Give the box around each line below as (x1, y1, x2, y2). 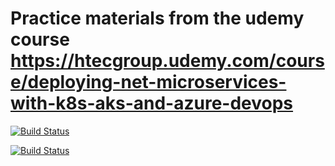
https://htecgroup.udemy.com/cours (10, 50, 325, 72)
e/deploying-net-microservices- (10, 71, 287, 94)
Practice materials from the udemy (10, 7, 305, 30)
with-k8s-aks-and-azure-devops (10, 92, 294, 115)
